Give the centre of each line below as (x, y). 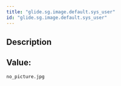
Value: (19, 63)
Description (29, 42)
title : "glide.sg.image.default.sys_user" (61, 12)
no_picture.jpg (26, 76)
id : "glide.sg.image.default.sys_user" (57, 18)
